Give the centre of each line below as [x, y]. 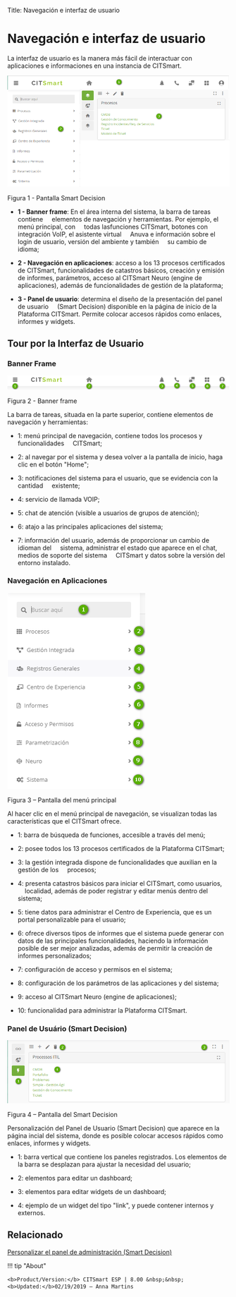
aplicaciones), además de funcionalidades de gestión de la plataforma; [120, 285]
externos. [31, 1212]
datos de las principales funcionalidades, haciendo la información [113, 941]
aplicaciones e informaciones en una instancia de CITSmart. [94, 66]
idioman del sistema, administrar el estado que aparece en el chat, [117, 548]
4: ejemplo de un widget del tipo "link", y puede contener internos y [116, 1205]
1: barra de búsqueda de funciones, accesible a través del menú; [111, 835]
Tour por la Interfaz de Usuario [76, 344]
